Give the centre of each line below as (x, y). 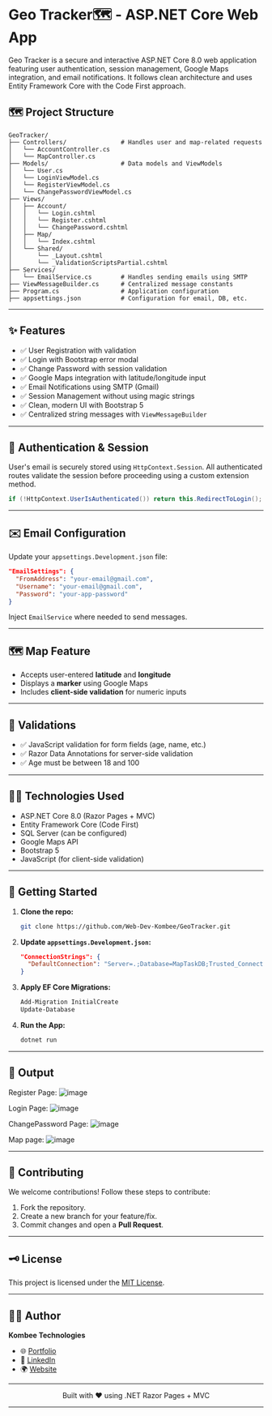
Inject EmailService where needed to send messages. (98, 617)
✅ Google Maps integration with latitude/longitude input (113, 378)
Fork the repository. (53, 1208)
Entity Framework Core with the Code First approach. (97, 86)
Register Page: (33, 1092)
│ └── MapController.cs (52, 156)
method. (22, 484)
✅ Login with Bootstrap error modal (79, 359)
